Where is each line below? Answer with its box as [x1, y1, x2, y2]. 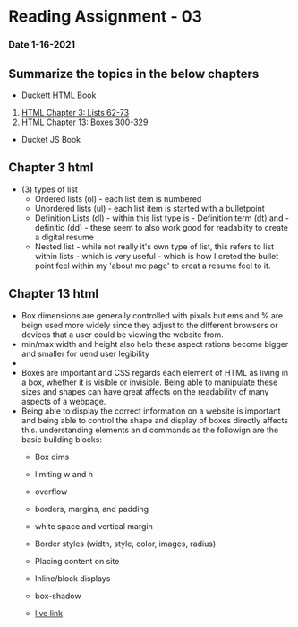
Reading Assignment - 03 [8, 6, 203, 27]
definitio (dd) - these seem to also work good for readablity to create [34, 222, 288, 232]
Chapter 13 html [8, 286, 99, 301]
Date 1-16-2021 [8, 39, 76, 51]
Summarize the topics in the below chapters [8, 65, 260, 82]
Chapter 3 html [8, 160, 94, 176]
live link [34, 607, 64, 618]
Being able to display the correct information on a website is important [21, 405, 281, 416]
